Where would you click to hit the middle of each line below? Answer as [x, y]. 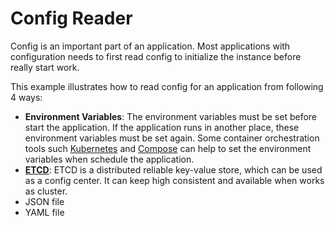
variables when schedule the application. [109, 159]
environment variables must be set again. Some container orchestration [172, 138]
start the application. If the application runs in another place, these [162, 127]
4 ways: [26, 97]
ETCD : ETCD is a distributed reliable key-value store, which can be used [173, 169]
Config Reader [71, 18]
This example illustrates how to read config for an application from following [167, 86]
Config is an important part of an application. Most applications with [150, 46]
